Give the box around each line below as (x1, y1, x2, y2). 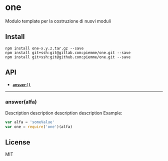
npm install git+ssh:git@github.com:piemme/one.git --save (5, 54, 131, 59)
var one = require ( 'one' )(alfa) (5, 124, 72, 129)
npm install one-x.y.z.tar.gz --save (5, 45, 84, 51)
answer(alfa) (5, 98, 37, 105)
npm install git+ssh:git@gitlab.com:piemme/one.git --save (5, 50, 131, 55)
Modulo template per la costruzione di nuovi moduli (5, 18, 111, 24)
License (5, 138, 30, 146)
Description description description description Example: (5, 109, 122, 116)
